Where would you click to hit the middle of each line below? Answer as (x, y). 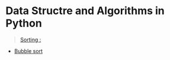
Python (24, 23)
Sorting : (31, 39)
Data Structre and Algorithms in (85, 11)
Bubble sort (28, 51)
